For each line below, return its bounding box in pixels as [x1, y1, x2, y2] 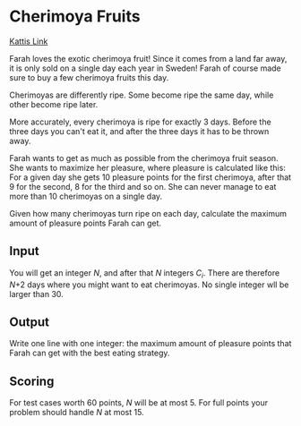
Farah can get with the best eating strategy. [9, 347, 170, 359]
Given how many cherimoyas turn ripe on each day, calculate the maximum [9, 208, 288, 218]
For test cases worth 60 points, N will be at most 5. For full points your [9, 397, 269, 408]
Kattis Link [9, 36, 48, 47]
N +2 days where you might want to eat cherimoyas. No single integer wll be [9, 279, 289, 290]
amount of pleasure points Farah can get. [9, 217, 162, 228]
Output [9, 314, 49, 329]
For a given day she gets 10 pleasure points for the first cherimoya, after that [9, 172, 292, 183]
